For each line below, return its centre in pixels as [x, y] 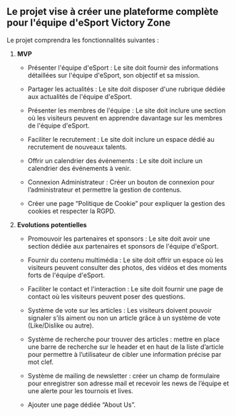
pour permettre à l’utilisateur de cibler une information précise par [124, 354]
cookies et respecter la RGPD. [71, 211]
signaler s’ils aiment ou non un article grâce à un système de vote [124, 318]
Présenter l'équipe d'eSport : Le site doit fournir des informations [123, 68]
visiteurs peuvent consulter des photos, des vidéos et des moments [127, 267]
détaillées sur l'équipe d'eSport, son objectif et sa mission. [114, 75]
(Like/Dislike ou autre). [61, 325]
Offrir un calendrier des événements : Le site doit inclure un [115, 160]
